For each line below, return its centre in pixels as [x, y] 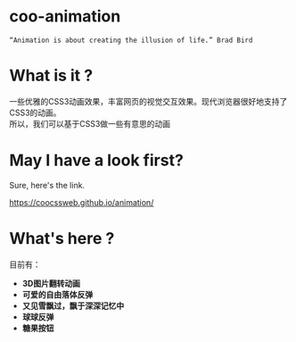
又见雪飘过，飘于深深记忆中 [73, 305]
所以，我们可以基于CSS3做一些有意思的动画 [90, 123]
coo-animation [65, 17]
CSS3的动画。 [35, 113]
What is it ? [51, 75]
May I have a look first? [97, 160]
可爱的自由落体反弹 [58, 294]
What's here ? [62, 238]
